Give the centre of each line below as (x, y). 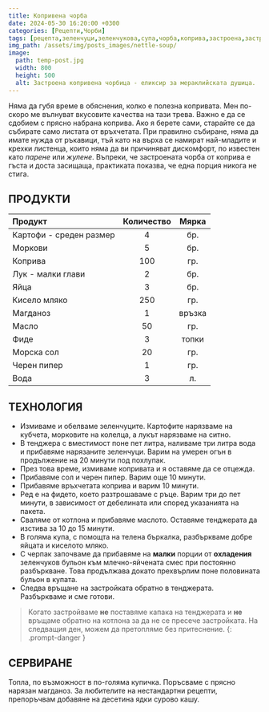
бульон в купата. (48, 580)
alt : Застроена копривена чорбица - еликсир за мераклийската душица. (136, 83)
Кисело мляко (40, 300)
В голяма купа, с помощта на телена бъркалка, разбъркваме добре (136, 537)
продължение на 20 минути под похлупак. (93, 460)
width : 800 (34, 68)
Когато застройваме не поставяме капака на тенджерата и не (135, 612)
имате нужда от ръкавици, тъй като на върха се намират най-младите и (132, 140)
